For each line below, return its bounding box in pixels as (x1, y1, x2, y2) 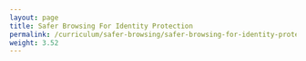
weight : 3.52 (9, 38, 59, 48)
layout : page (9, 13, 59, 22)
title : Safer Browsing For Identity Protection (9, 22, 194, 30)
